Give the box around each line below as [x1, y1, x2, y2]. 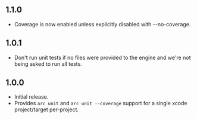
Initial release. [14, 93, 49, 100]
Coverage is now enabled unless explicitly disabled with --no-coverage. [14, 20, 191, 28]
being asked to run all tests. [14, 60, 82, 68]
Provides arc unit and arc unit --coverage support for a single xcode [14, 100, 188, 107]
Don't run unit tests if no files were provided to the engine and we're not [14, 54, 191, 61]
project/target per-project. [14, 106, 79, 113]
